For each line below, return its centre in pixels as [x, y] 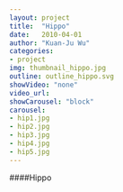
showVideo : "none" [44, 85]
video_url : [30, 93]
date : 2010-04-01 [46, 34]
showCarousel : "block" [52, 101]
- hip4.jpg [30, 143]
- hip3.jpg [30, 135]
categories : [31, 51]
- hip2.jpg [30, 127]
